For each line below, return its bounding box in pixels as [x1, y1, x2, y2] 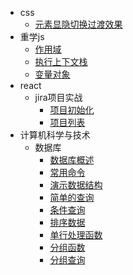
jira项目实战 [34, 92, 83, 103]
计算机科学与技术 [19, 129, 91, 141]
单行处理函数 [49, 229, 103, 241]
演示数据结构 [49, 179, 103, 191]
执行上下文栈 [34, 56, 88, 67]
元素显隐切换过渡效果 [34, 18, 123, 30]
